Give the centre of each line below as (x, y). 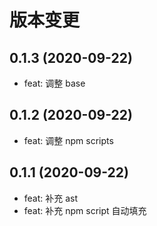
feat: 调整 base (54, 83)
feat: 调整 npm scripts (68, 140)
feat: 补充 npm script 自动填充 (85, 210)
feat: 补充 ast (51, 198)
